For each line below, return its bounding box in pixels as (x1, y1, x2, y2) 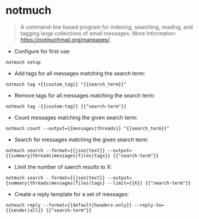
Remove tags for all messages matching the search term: (14, 92, 155, 99)
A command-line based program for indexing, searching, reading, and (20, 23, 193, 31)
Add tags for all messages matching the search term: (14, 69, 146, 77)
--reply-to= (134, 202, 164, 208)
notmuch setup (5, 59, 41, 65)
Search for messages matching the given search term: (14, 136, 149, 143)
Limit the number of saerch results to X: (14, 163, 112, 171)
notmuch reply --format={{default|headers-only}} (5, 202, 132, 208)
